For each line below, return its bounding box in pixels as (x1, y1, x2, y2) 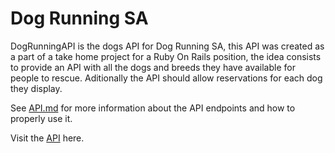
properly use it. (10, 112, 73, 124)
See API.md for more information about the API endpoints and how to (10, 102, 296, 114)
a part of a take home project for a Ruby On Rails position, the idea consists (10, 50, 322, 62)
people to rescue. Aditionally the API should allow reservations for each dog (10, 72, 323, 84)
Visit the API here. (10, 132, 85, 144)
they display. (10, 82, 63, 94)
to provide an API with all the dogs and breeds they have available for (10, 61, 296, 73)
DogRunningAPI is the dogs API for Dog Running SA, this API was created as (10, 40, 325, 52)
